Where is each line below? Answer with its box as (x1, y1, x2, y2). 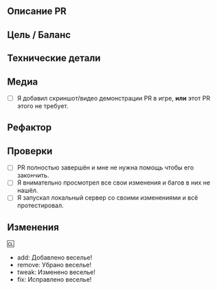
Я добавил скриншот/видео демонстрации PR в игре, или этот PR (16, 94, 211, 102)
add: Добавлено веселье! (16, 253, 93, 262)
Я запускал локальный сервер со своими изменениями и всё (16, 194, 198, 202)
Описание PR (7, 6, 67, 17)
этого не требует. (16, 102, 69, 110)
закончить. (16, 172, 49, 180)
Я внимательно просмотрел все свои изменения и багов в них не (16, 178, 211, 187)
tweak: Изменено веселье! (16, 268, 96, 276)
